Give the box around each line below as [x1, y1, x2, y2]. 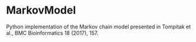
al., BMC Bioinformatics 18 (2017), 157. [6, 29, 99, 36]
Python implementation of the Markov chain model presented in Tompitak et [6, 23, 191, 30]
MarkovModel [6, 4, 76, 17]
